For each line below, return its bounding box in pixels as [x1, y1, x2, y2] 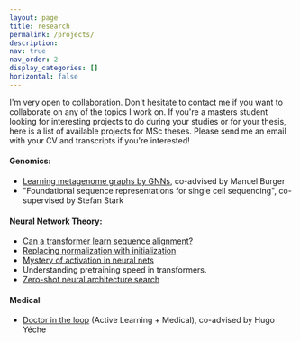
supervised [22, 195, 65, 206]
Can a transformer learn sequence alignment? [22, 236, 194, 246]
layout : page [9, 13, 59, 23]
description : [9, 38, 59, 48]
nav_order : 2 [9, 55, 59, 64]
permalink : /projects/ [9, 30, 95, 39]
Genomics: [9, 155, 51, 167]
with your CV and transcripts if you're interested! [9, 134, 191, 145]
